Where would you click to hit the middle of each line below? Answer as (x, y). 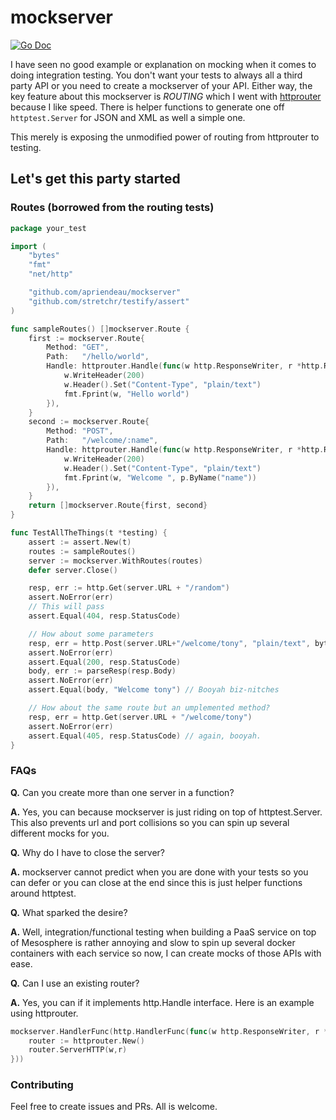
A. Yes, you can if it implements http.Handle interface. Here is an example (162, 1002)
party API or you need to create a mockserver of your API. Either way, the (161, 85)
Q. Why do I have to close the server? (88, 852)
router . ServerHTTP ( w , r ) (78, 1050)
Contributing (42, 1085)
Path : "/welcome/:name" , (102, 441)
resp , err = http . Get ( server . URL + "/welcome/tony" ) (140, 717)
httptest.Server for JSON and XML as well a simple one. (128, 117)
